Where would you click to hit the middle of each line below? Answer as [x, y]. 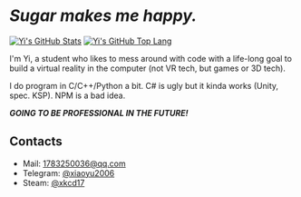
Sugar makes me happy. [103, 16]
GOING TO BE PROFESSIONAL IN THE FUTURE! [99, 113]
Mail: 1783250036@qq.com [74, 163]
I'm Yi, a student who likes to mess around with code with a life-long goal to [151, 58]
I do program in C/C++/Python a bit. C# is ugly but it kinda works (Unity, [144, 85]
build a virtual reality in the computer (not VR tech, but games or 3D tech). [147, 68]
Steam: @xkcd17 [53, 182]
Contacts [36, 142]
